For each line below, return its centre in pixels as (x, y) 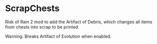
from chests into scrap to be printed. (42, 27)
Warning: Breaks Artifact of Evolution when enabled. (59, 36)
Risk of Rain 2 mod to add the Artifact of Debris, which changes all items (79, 22)
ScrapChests (32, 8)
